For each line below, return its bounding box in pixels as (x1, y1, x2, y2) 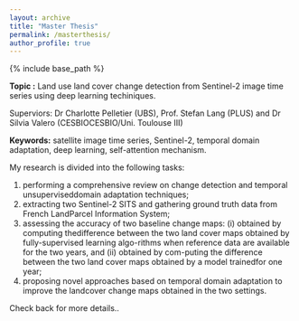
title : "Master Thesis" (9, 22, 99, 31)
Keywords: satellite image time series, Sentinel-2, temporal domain (9, 135, 260, 146)
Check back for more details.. (9, 303, 120, 314)
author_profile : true (9, 38, 91, 48)
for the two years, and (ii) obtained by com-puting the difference (22, 247, 264, 258)
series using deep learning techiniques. (9, 90, 156, 101)
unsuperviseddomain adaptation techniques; (22, 189, 190, 200)
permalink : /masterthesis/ (9, 30, 111, 39)
